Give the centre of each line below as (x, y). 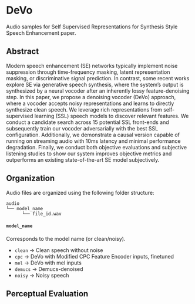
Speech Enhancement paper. (41, 32)
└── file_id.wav (41, 214)
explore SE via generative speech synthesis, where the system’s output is (95, 84)
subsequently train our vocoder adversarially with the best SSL (82, 128)
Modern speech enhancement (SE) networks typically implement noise (92, 66)
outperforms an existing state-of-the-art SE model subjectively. (83, 159)
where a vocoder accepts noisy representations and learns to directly (90, 103)
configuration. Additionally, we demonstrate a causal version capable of (93, 135)
